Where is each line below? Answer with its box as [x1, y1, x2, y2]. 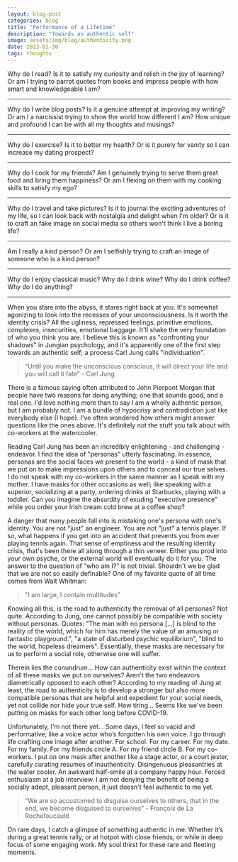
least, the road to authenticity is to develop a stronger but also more [7, 686, 205, 694]
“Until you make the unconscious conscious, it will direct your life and [24, 361, 228, 370]
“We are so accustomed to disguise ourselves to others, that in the [24, 796, 220, 804]
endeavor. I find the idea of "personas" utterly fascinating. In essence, [7, 449, 212, 458]
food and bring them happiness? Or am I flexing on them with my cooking [7, 175, 222, 185]
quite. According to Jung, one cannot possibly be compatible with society [7, 611, 223, 620]
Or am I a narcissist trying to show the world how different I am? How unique [7, 112, 231, 121]
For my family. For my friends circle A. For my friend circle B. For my [7, 745, 206, 753]
